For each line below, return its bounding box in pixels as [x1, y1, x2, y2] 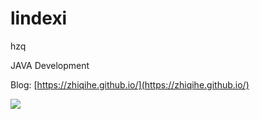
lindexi [10, 7, 68, 30]
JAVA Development [10, 59, 90, 71]
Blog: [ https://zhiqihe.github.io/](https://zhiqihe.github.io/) [10, 78, 250, 91]
